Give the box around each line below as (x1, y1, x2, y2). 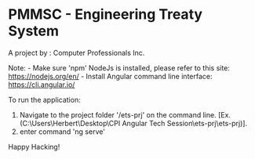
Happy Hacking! (8, 142, 60, 151)
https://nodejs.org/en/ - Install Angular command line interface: (8, 71, 213, 81)
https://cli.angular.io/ (8, 80, 75, 89)
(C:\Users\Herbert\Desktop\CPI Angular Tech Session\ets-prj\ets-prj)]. (19, 118, 248, 128)
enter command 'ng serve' (19, 127, 106, 136)
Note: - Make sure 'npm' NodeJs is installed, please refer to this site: (8, 63, 230, 72)
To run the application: (8, 95, 81, 104)
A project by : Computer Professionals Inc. (8, 48, 145, 57)
